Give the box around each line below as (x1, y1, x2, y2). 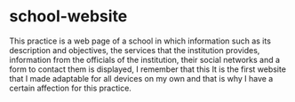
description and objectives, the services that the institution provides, (9, 44, 260, 55)
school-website (9, 6, 128, 27)
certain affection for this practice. (9, 82, 132, 93)
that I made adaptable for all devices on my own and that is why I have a (9, 73, 274, 83)
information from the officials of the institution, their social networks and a (9, 54, 281, 65)
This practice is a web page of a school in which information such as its (9, 35, 271, 46)
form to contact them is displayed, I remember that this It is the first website (9, 64, 287, 75)
